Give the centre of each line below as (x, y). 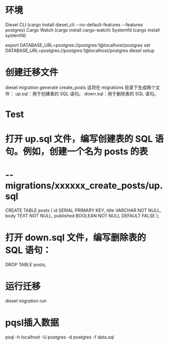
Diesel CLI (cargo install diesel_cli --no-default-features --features (74, 24)
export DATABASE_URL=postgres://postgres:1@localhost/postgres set (78, 45)
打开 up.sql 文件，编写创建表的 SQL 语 (84, 139)
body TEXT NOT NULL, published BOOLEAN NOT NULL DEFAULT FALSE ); (82, 216)
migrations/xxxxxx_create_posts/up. (84, 186)
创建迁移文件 (32, 72)
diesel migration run (26, 301)
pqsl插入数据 (32, 323)
